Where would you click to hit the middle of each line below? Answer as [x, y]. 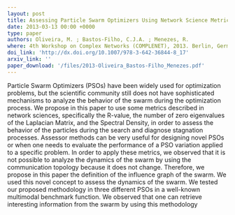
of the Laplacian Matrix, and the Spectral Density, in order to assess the [111, 122]
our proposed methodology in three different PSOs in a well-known [104, 189]
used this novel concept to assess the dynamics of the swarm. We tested [113, 181]
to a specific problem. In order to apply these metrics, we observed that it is [116, 152]
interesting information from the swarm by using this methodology [102, 204]
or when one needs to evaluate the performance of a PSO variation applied [115, 144]
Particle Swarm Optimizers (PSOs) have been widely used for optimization [114, 85]
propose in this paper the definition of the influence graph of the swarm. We [117, 175]
